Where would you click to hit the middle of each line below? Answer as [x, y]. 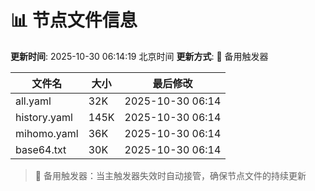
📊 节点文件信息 [74, 20]
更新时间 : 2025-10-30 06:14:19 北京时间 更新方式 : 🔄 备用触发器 [139, 56]
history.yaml [44, 117]
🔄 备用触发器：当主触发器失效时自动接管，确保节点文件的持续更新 [170, 175]
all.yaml [33, 101]
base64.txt [41, 149]
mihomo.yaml [47, 133]
